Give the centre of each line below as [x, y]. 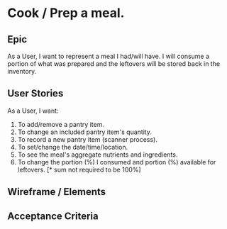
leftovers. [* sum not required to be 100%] [79, 169]
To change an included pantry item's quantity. [85, 132]
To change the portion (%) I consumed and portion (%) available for [117, 162]
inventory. [22, 71]
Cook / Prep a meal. [66, 13]
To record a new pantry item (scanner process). [87, 139]
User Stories [35, 94]
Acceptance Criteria [53, 216]
